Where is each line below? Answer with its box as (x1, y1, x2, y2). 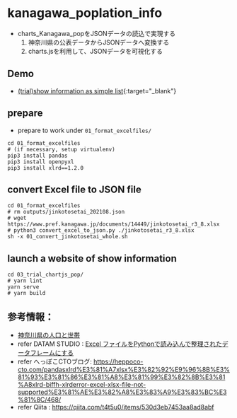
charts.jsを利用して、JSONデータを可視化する (28, 47, 163, 55)
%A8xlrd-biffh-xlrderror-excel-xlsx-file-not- (17, 381, 146, 388)
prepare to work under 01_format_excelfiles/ (17, 126, 152, 134)
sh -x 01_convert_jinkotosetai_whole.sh (7, 233, 129, 240)
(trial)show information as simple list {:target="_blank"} (17, 86, 177, 95)
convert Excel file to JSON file (7, 183, 141, 195)
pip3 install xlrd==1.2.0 (7, 164, 83, 171)
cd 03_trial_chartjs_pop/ (7, 271, 83, 279)
